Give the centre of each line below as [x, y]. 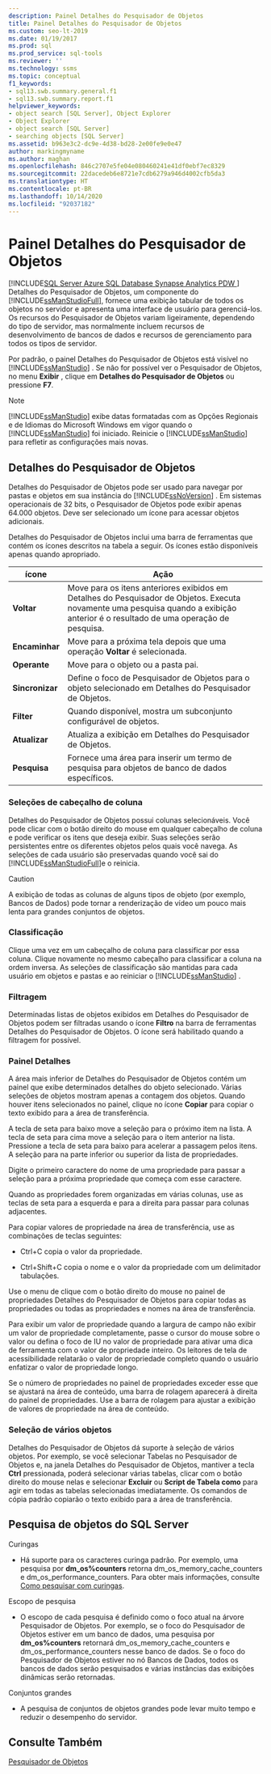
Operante [31, 665]
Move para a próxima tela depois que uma [147, 641]
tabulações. [40, 1276]
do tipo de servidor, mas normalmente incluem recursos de [106, 326]
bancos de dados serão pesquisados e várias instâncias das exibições [137, 1668]
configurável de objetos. [113, 722]
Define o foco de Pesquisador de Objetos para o [158, 678]
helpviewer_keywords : [45, 106]
